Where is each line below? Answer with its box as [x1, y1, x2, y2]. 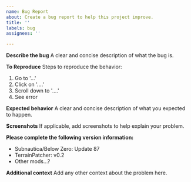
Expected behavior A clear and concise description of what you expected [6, 105, 186, 112]
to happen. [6, 111, 32, 118]
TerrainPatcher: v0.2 [14, 151, 65, 159]
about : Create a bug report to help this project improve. [6, 14, 154, 20]
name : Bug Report [6, 8, 49, 15]
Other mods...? [14, 158, 51, 165]
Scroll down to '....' [14, 87, 60, 94]
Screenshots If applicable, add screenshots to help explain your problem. [6, 123, 185, 130]
